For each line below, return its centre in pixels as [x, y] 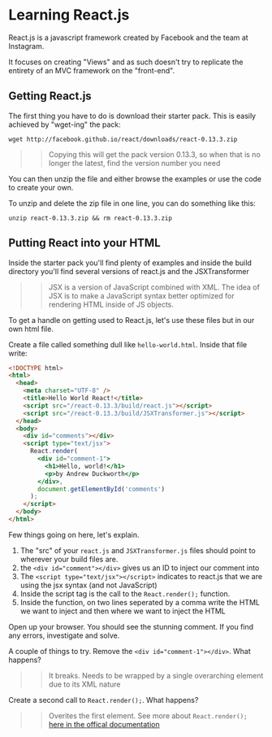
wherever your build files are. [69, 559]
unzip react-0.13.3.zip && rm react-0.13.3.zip [91, 218]
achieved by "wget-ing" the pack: [65, 124]
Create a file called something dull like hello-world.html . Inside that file [128, 344]
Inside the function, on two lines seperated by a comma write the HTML [140, 602]
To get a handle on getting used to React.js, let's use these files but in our [132, 320]
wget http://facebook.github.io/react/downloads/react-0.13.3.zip [123, 139]
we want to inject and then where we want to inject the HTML [123, 611]
